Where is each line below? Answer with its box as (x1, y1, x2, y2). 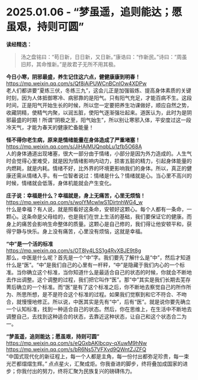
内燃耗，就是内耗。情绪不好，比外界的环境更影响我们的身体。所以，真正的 (6, 165, 187, 172)
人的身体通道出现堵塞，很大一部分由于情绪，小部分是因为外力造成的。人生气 (6, 150, 192, 157)
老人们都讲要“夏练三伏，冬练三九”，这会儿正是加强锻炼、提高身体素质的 (6, 87, 181, 94)
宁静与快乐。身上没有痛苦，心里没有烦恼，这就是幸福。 (11, 228, 146, 235)
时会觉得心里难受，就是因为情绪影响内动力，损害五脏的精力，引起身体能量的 (6, 157, 192, 164)
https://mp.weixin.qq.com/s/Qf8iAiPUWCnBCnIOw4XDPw (6, 80, 147, 87)
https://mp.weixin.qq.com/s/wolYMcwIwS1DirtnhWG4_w (6, 198, 143, 205)
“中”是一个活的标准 (6, 240, 54, 247)
